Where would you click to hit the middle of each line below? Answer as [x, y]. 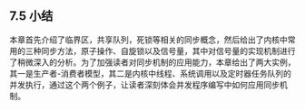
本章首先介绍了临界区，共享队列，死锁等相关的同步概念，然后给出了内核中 [148, 40]
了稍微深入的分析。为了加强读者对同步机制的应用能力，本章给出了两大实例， [152, 62]
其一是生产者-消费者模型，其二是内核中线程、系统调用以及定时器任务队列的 [151, 73]
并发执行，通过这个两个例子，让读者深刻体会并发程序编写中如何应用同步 [144, 85]
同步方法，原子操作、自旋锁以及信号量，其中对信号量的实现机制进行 [168, 50]
